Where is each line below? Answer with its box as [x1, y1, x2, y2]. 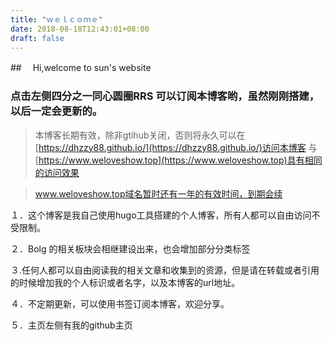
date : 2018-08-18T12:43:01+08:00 [10, 24, 150, 34]
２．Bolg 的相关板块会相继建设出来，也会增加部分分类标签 [10, 242, 251, 255]
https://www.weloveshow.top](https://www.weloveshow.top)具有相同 [38, 154, 323, 166]
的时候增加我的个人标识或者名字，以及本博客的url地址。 [10, 276, 241, 288]
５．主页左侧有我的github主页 [10, 319, 133, 331]
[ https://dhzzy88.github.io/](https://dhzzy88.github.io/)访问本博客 [34, 141, 307, 153]
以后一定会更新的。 [10, 104, 103, 118]
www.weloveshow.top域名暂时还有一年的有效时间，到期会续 [34, 187, 283, 200]
